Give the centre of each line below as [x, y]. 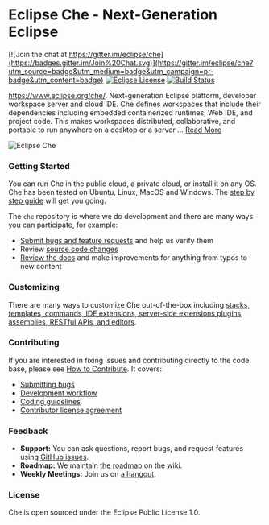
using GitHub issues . [54, 457]
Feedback [28, 431]
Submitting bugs [47, 384]
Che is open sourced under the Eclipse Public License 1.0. [104, 512]
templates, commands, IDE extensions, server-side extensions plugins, [126, 313]
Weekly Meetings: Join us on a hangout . [88, 474]
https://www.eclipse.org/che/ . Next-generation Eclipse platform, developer [132, 95]
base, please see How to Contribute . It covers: [85, 369]
